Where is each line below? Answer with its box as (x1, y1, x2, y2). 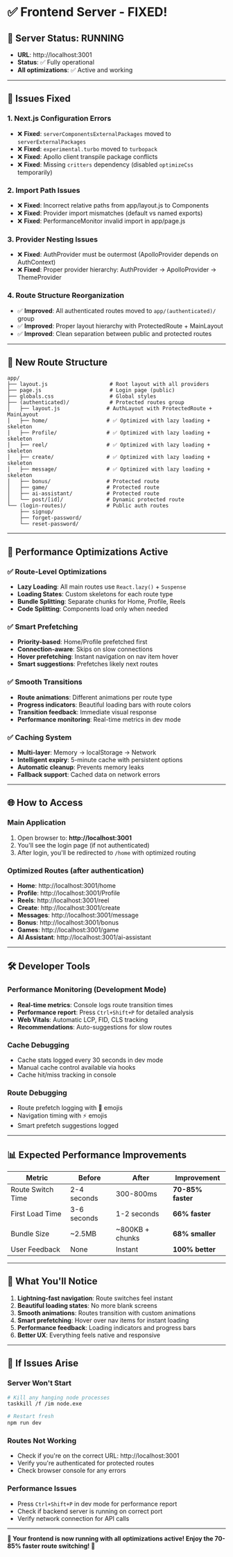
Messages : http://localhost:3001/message (17, 911, 139, 919)
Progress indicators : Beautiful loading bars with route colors (17, 700, 191, 709)
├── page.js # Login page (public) (7, 387, 175, 394)
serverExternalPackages (17, 138, 87, 146)
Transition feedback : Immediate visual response (17, 707, 157, 716)
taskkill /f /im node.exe (7, 1400, 82, 1408)
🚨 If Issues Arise (7, 1358, 79, 1370)
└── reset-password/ (19, 521, 79, 528)
